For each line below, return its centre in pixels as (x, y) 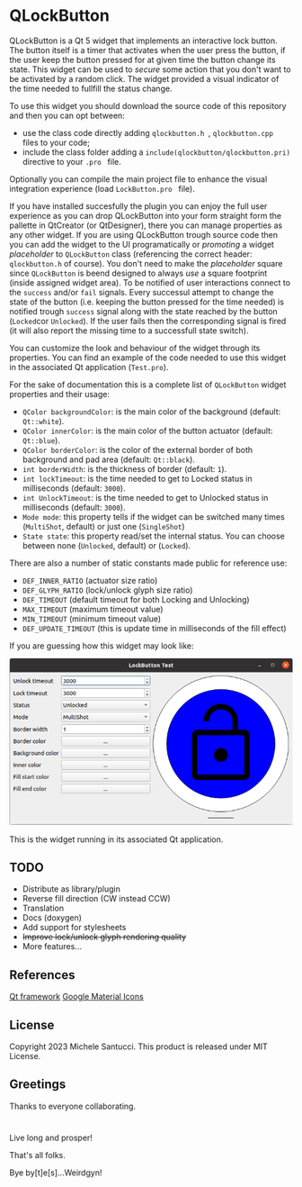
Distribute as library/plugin (71, 889)
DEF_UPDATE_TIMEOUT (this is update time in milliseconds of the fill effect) (154, 628)
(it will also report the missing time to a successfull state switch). (129, 331)
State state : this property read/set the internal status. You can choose (154, 536)
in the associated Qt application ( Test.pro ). (89, 367)
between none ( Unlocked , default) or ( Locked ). (107, 545)
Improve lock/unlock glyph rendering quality (104, 937)
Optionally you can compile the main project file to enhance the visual (138, 179)
